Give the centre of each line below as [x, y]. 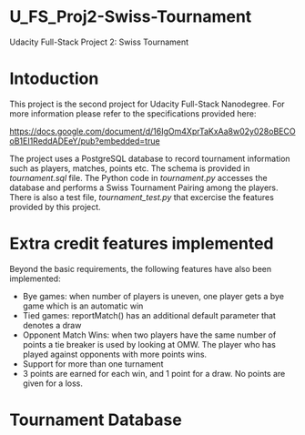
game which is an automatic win [83, 306]
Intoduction [54, 79]
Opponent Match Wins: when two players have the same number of [149, 335]
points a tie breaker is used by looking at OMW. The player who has [149, 344]
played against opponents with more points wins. [115, 354]
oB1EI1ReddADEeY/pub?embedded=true [85, 141]
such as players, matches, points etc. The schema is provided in [130, 168]
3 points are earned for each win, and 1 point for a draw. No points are [154, 373]
